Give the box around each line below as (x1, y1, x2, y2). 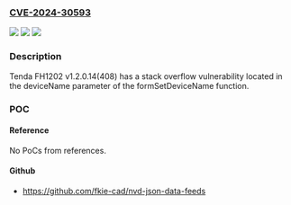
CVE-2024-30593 (9, 6, 92, 19)
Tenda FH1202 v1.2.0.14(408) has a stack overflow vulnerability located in (9, 70, 283, 82)
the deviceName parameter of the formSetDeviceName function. (9, 80, 250, 91)
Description (9, 50, 62, 63)
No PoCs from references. (9, 145, 106, 156)
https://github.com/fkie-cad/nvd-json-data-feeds (22, 185, 206, 196)
